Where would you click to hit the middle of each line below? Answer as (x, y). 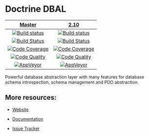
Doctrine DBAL (36, 9)
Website (21, 109)
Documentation (28, 119)
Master (28, 25)
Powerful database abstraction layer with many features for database (75, 77)
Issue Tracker (26, 128)
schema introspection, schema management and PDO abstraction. (72, 82)
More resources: (31, 97)
